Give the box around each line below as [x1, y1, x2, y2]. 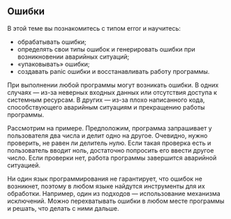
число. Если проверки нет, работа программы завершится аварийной [7, 153, 217, 162]
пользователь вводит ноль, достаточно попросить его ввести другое [7, 146, 214, 154]
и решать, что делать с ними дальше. [7, 204, 119, 212]
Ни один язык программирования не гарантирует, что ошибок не [7, 174, 202, 183]
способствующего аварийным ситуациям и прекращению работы [7, 103, 205, 111]
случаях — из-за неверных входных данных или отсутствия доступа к [7, 88, 218, 96]
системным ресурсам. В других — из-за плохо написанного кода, [7, 96, 205, 104]
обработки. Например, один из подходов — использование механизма [7, 189, 221, 197]
